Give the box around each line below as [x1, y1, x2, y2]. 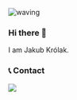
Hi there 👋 [8, 27, 48, 38]
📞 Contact [8, 65, 45, 76]
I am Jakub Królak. [8, 45, 69, 55]
